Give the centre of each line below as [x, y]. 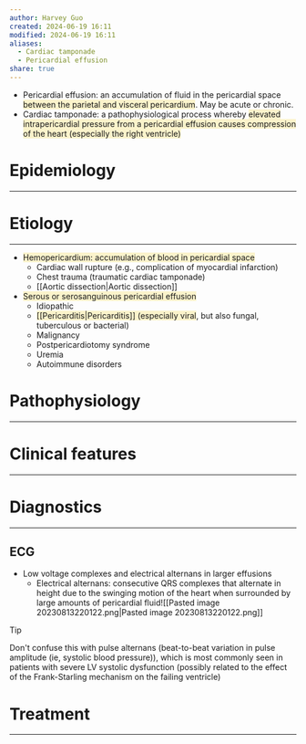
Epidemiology [63, 171]
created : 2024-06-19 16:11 [61, 26]
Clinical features [73, 454]
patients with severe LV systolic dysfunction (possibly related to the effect [148, 667]
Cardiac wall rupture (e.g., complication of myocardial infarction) [157, 267]
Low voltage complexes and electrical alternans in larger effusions [147, 574]
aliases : [26, 43]
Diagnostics [56, 507]
